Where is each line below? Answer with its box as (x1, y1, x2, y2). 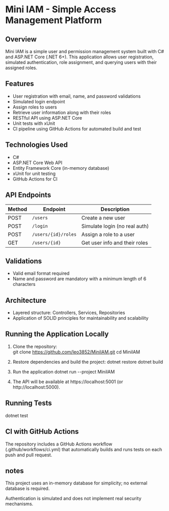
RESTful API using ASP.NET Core (12, 115, 82, 121)
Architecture (5, 296, 47, 305)
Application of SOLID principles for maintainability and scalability (12, 315, 149, 321)
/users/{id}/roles (32, 232, 77, 237)
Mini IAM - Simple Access (5, 4, 116, 15)
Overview (5, 35, 37, 43)
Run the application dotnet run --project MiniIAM (12, 368, 115, 374)
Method (8, 206, 27, 213)
